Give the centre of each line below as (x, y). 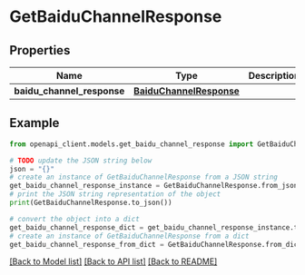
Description (274, 76)
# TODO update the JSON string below (81, 161)
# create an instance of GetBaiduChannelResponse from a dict (129, 236)
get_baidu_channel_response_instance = (85, 186)
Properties (40, 50)
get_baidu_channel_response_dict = (77, 227)
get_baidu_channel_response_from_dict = (87, 244)
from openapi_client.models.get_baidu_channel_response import (132, 144)
